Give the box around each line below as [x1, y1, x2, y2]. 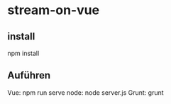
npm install [7, 49, 40, 57]
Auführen [7, 69, 51, 81]
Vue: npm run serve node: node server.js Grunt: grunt [7, 88, 165, 97]
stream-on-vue [7, 2, 100, 18]
